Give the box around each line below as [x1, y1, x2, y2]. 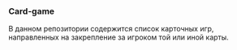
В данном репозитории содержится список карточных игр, [8, 24, 214, 34]
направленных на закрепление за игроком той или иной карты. [8, 32, 229, 42]
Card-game [8, 6, 55, 17]
